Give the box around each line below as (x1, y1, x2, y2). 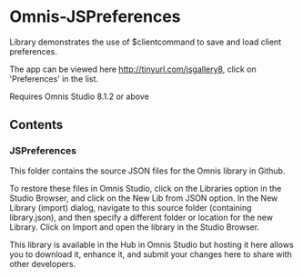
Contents (9, 117, 64, 133)
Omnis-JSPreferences (9, 6, 181, 27)
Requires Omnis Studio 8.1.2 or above (9, 91, 150, 102)
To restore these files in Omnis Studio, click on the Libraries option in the (9, 183, 282, 194)
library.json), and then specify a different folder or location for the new (9, 212, 273, 223)
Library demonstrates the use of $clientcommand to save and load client (9, 36, 282, 47)
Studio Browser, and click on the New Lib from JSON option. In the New (9, 193, 278, 204)
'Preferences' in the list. (9, 73, 98, 84)
